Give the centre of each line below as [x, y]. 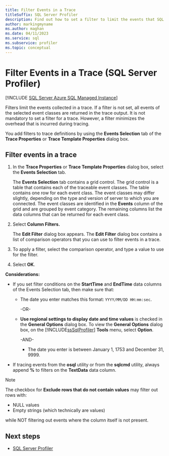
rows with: [16, 395]
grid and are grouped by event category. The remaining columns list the [87, 209]
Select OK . [24, 265]
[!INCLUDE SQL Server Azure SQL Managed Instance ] [61, 97]
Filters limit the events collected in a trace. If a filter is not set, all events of [83, 108]
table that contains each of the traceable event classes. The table [81, 188]
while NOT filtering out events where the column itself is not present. [77, 420]
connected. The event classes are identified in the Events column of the [88, 204]
